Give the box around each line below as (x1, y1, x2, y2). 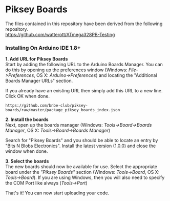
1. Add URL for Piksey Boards (5, 56, 68, 62)
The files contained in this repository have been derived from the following (5, 21, 163, 27)
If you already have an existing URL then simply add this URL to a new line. (5, 88, 163, 94)
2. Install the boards (5, 116, 49, 123)
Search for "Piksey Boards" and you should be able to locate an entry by (5, 137, 158, 144)
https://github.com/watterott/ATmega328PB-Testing (5, 31, 115, 37)
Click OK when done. (5, 93, 50, 99)
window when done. (5, 148, 48, 154)
